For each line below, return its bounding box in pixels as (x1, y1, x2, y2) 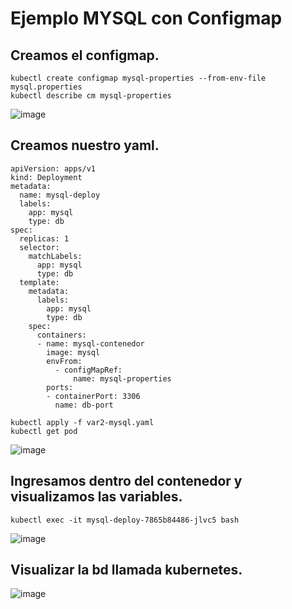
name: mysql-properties (73, 373, 172, 384)
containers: (36, 330, 87, 340)
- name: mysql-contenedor (36, 338, 145, 349)
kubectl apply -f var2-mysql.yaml (10, 417, 155, 427)
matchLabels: (28, 251, 83, 261)
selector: (19, 242, 60, 252)
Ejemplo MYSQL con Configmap (10, 7, 283, 30)
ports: (46, 382, 74, 392)
